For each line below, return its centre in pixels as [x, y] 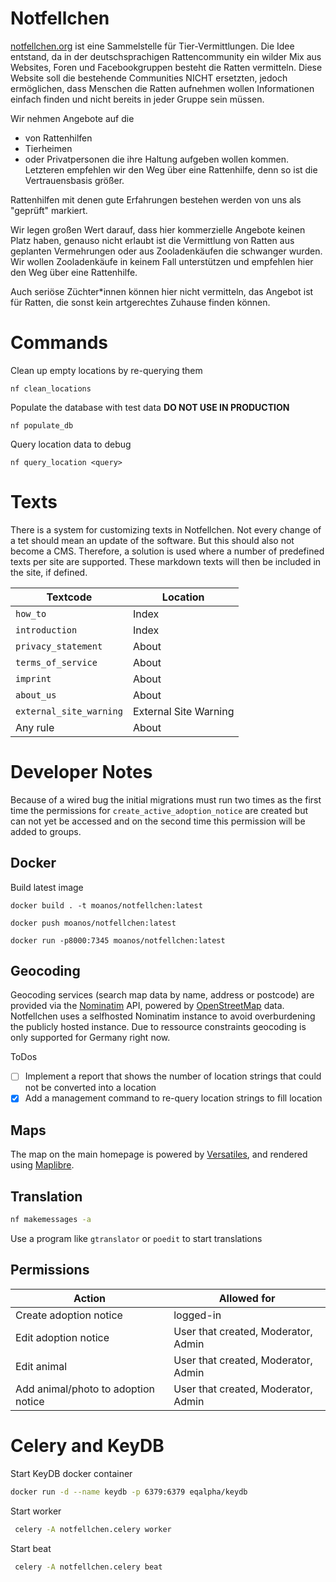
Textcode [69, 597]
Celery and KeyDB [87, 1446]
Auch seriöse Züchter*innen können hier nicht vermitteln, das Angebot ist [162, 291]
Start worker [36, 1511]
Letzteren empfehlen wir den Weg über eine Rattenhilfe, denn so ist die [171, 169]
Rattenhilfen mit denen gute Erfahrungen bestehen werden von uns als [156, 199]
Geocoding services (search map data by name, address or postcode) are [162, 995]
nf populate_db [42, 425]
